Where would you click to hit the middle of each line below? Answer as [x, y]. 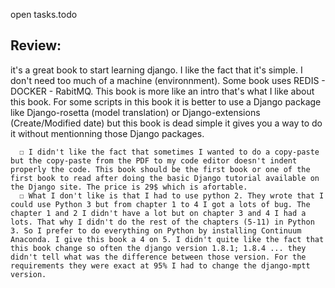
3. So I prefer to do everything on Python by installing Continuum [156, 230]
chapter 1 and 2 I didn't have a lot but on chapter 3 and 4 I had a [158, 213]
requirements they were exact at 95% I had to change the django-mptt [160, 265]
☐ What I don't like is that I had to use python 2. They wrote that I [172, 195]
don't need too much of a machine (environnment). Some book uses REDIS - [168, 80]
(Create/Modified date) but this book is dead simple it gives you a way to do [166, 123]
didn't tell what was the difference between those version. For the [158, 257]
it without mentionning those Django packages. [107, 133]
